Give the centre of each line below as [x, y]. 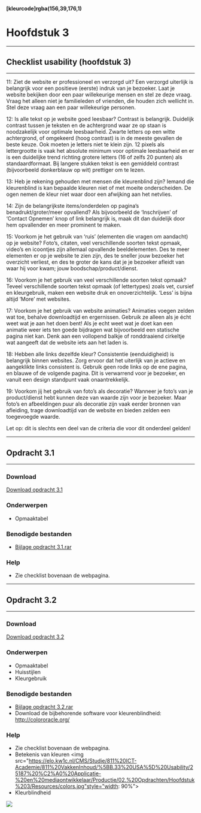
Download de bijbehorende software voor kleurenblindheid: [88, 714]
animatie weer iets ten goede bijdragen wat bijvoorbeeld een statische [93, 330]
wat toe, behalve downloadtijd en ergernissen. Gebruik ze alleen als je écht [99, 317]
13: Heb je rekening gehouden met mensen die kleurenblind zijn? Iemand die [100, 182]
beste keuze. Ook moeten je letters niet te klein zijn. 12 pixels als [85, 144]
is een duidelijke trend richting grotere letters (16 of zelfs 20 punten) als [94, 157]
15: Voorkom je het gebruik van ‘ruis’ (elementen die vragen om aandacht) [97, 237]
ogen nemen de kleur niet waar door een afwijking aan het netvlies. [89, 194]
